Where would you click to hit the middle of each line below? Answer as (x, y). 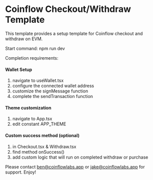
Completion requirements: (32, 58)
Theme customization (28, 107)
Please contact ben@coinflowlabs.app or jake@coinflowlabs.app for (75, 167)
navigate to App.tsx (32, 119)
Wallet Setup (19, 69)
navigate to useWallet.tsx (38, 81)
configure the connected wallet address (53, 86)
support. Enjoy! (21, 172)
